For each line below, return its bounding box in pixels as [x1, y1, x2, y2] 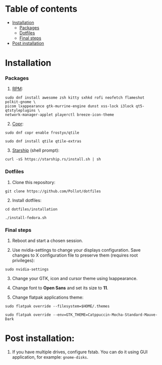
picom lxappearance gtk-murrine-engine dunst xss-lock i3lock [5, 104, 134, 109]
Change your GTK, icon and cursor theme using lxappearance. [12, 276, 138, 282]
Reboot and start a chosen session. [12, 238, 83, 243]
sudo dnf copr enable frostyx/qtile [5, 130, 79, 135]
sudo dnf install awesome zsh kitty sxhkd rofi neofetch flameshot [5, 95, 145, 101]
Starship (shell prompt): [12, 147, 60, 153]
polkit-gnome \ [5, 100, 36, 104]
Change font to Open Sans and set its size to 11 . [12, 285, 108, 291]
